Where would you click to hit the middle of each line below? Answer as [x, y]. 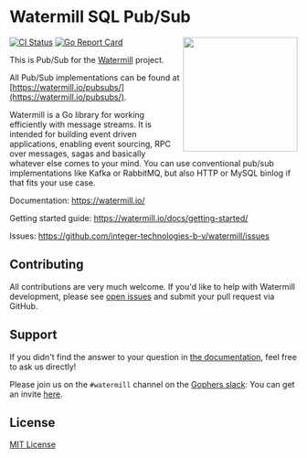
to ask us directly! [43, 367]
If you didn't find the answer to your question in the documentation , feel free [153, 357]
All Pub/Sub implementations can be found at [95, 77]
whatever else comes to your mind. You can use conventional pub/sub [142, 163]
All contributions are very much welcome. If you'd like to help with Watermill [152, 286]
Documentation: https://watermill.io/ [77, 200]
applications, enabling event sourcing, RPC [90, 144]
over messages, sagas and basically [78, 154]
